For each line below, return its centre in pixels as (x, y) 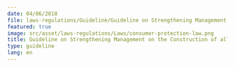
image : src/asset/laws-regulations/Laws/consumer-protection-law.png (111, 33)
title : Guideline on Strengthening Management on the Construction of (112, 40)
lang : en (20, 53)
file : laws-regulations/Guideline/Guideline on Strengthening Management (117, 20)
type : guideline (31, 46)
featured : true (29, 27)
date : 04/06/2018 (33, 14)
